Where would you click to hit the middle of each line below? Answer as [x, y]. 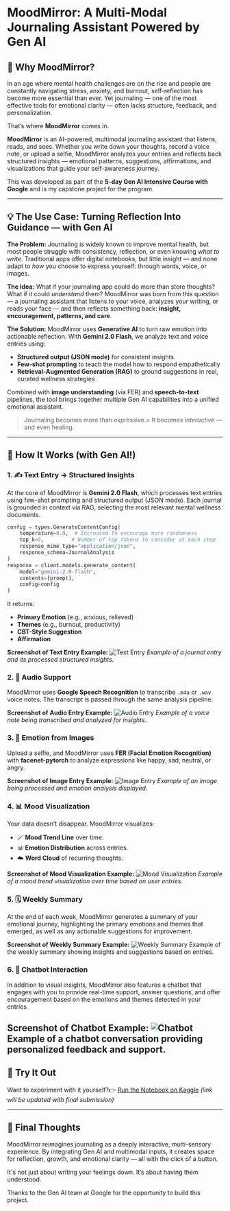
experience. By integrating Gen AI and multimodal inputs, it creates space [111, 1151]
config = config [39, 584]
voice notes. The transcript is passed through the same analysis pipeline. [110, 699]
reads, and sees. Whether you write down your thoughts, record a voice [108, 146]
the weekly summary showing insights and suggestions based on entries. [111, 952]
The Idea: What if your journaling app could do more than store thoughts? [111, 287]
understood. [24, 1179]
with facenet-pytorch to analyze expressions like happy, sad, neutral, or [109, 760]
